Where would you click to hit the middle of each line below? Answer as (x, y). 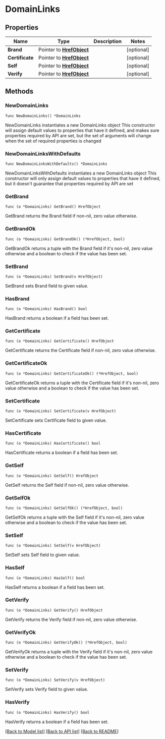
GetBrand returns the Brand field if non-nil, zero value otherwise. (71, 216)
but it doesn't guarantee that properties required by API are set (69, 183)
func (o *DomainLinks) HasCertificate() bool (53, 444)
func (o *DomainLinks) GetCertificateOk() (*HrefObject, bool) (72, 373)
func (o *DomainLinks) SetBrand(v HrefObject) (54, 277)
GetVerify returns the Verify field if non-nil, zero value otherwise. (71, 619)
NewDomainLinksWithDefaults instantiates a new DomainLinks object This (81, 173)
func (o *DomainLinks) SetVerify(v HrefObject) (55, 680)
